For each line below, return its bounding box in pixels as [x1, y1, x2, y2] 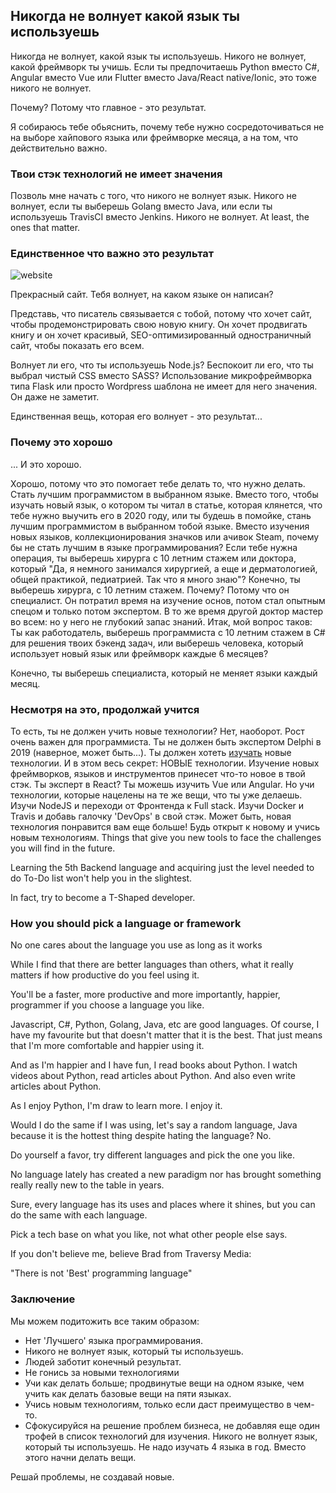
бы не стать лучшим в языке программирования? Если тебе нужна [10, 541, 298, 553]
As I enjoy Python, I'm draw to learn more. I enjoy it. [10, 1100, 223, 1112]
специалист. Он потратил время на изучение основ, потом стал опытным [10, 594, 326, 606]
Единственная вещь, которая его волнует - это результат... [10, 410, 263, 423]
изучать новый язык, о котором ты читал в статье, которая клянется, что [10, 499, 323, 511]
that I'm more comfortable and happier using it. [10, 1040, 205, 1052]
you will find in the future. [10, 842, 116, 854]
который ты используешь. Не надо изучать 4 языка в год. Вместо [24, 1440, 307, 1453]
